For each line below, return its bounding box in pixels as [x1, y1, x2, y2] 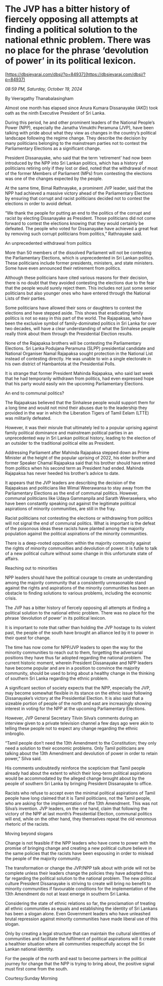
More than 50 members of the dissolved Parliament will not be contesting [5, 250, 152, 256]
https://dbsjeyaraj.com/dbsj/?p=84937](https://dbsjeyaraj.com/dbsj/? [6, 71, 146, 77]
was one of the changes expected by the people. [5, 176, 103, 181]
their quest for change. [5, 635, 51, 641]
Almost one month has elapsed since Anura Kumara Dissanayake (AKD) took [5, 105, 158, 111]
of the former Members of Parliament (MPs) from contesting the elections [5, 170, 152, 176]
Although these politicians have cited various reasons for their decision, [5, 275, 148, 280]
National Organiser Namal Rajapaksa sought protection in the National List [5, 350, 153, 356]
